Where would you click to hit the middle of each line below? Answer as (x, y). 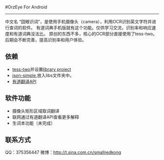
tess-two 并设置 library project (41, 69)
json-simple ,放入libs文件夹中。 (43, 75)
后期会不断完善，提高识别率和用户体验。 (46, 40)
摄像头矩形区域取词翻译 (36, 111)
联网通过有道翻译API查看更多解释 (46, 117)
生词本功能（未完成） (33, 123)
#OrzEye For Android (26, 7)
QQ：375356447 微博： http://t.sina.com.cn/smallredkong (63, 152)
